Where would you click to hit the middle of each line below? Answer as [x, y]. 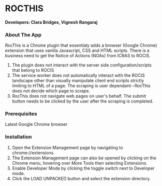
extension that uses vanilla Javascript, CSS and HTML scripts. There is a [77, 51]
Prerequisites [21, 114]
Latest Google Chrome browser [36, 124]
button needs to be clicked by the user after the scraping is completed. [83, 101]
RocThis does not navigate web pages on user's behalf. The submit [79, 96]
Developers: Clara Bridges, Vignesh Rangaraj [51, 22]
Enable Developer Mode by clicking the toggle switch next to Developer [83, 168]
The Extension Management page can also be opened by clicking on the [84, 158]
